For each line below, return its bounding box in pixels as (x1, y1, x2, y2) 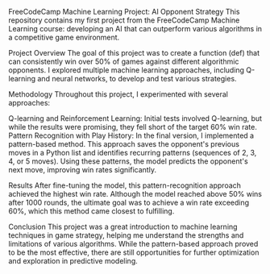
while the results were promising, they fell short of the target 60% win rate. (8, 122, 258, 131)
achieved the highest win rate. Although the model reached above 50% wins (8, 189, 263, 198)
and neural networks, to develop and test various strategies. (37, 74, 237, 83)
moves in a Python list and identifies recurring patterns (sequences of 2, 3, (8, 148, 257, 157)
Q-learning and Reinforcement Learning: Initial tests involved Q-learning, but (8, 114, 263, 123)
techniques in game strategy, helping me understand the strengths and (8, 230, 244, 240)
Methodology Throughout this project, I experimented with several (8, 89, 228, 99)
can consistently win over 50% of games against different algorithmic (8, 56, 239, 66)
